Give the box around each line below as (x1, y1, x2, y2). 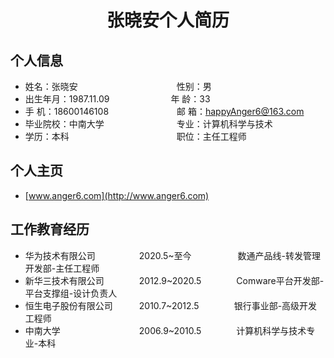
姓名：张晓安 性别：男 (24, 81, 212, 92)
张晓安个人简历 (106, 9, 230, 32)
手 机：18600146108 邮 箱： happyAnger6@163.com (24, 106, 305, 117)
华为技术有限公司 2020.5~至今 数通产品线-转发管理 (24, 249, 321, 261)
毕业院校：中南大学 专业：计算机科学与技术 (24, 118, 273, 130)
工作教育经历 (10, 221, 90, 238)
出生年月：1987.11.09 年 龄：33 (24, 93, 211, 105)
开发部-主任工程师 (24, 262, 100, 274)
